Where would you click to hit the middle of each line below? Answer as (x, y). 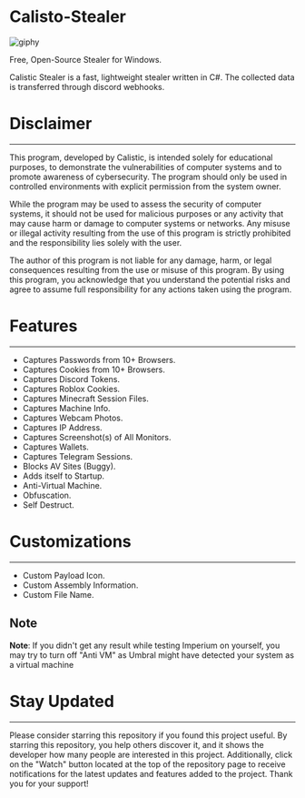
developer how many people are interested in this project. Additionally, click (151, 754)
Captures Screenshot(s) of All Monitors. (97, 437)
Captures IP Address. (62, 427)
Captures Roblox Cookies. (71, 389)
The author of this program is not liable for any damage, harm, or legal (141, 260)
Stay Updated (62, 701)
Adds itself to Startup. (64, 476)
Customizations (70, 541)
